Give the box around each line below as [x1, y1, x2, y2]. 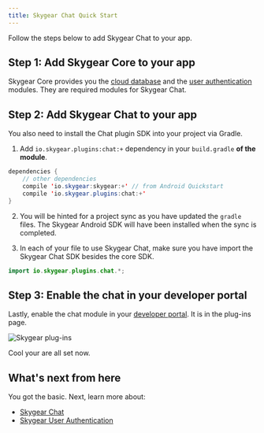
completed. [19, 228, 57, 237]
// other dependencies [22, 175, 97, 183]
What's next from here [8, 371, 121, 384]
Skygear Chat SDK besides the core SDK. [19, 251, 154, 261]
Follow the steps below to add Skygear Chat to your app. [8, 33, 193, 43]
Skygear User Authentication [19, 416, 114, 425]
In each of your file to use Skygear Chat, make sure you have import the [19, 243, 254, 253]
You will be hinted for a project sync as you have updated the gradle [19, 211, 242, 220]
